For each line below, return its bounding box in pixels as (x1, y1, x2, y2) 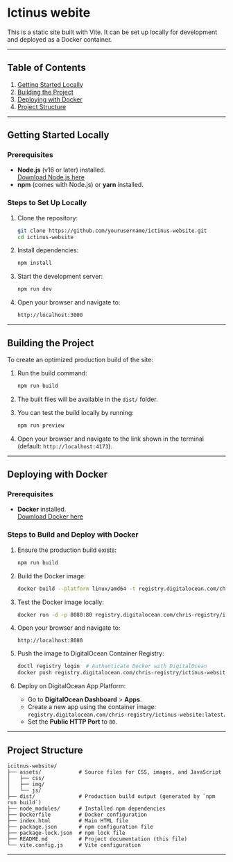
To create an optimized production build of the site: (7, 356, 154, 364)
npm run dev (17, 286, 52, 293)
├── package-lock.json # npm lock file (7, 829, 126, 836)
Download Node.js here (17, 173, 85, 181)
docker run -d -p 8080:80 (17, 611, 92, 618)
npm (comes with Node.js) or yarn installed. (17, 181, 144, 189)
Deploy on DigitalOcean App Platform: (17, 682, 126, 690)
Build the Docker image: (17, 571, 87, 580)
